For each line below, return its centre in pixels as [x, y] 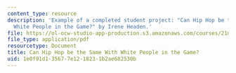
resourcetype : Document [42, 46]
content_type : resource [42, 14]
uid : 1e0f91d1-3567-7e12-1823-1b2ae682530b [72, 59]
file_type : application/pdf [48, 40]
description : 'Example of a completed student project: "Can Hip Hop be [116, 20]
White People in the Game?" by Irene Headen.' [83, 26]
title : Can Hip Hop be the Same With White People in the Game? [103, 53]
